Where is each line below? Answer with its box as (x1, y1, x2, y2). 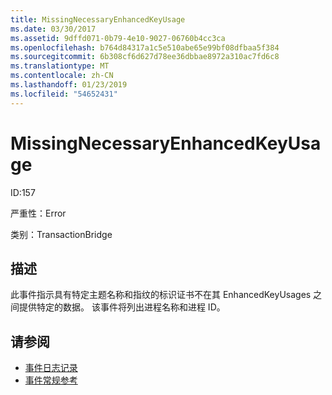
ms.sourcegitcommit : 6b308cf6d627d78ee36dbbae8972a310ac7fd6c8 (10, 52, 280, 62)
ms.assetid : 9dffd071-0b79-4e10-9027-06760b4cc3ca (10, 33, 226, 43)
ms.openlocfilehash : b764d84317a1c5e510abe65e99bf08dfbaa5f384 (10, 42, 280, 53)
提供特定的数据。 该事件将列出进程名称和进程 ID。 (18, 301, 226, 313)
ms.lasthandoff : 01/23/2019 (10, 80, 128, 90)
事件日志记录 (24, 362, 78, 374)
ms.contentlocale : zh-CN (10, 71, 114, 81)
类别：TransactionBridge (10, 228, 113, 240)
